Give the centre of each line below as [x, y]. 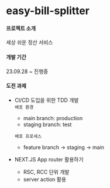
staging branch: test [47, 124]
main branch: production [53, 118]
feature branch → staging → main [63, 147]
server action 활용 [44, 179]
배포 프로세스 [28, 136]
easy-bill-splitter [48, 11]
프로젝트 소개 [21, 28]
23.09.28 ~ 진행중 [27, 71]
